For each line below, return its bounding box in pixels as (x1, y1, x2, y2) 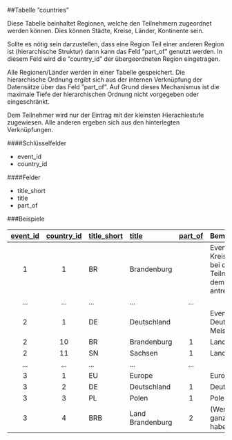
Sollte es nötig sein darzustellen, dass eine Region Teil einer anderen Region (7, 40, 224, 48)
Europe (129, 371, 153, 380)
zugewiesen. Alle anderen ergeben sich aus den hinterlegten (7, 118, 180, 127)
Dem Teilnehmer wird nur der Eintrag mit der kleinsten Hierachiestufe (7, 111, 204, 119)
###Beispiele (7, 214, 45, 223)
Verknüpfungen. (7, 126, 54, 134)
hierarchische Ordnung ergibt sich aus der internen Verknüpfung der (7, 75, 202, 84)
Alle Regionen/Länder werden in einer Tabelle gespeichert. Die (7, 68, 185, 76)
